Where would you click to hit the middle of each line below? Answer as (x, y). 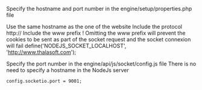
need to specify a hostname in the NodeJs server (68, 70)
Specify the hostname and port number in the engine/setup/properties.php (99, 9)
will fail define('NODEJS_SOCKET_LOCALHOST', (66, 46)
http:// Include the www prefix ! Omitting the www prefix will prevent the (96, 33)
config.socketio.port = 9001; (44, 81)
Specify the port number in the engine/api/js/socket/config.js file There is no (101, 64)
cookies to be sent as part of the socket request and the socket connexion (99, 39)
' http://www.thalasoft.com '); (41, 52)
